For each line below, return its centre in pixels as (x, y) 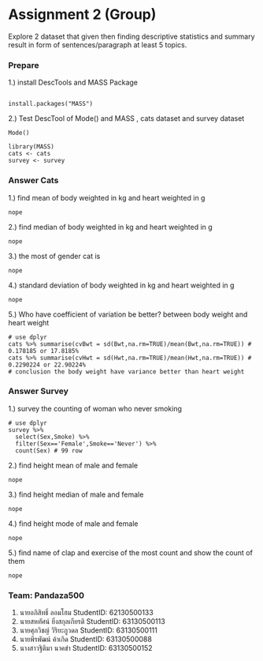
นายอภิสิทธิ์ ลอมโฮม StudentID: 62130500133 (86, 613)
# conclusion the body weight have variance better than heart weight (126, 372)
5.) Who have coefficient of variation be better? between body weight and (128, 314)
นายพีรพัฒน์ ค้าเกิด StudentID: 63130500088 (85, 639)
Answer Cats (33, 181)
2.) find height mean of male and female (73, 465)
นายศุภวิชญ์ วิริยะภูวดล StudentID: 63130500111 (88, 630)
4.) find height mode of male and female (73, 524)
